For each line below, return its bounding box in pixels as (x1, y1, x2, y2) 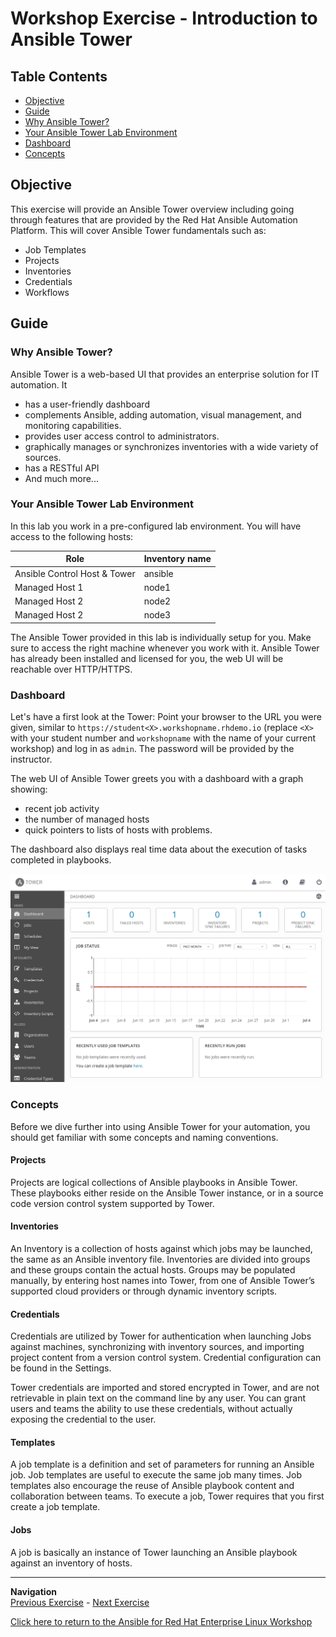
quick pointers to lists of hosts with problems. (24, 824, 213, 836)
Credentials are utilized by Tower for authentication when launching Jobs (10, 1330, 312, 1342)
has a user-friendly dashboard (24, 398, 150, 410)
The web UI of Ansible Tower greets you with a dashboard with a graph (10, 773, 304, 785)
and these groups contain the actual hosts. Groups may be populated (10, 1264, 296, 1276)
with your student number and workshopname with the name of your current (10, 732, 317, 744)
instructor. (10, 753, 53, 766)
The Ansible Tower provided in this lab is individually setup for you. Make (10, 631, 312, 643)
